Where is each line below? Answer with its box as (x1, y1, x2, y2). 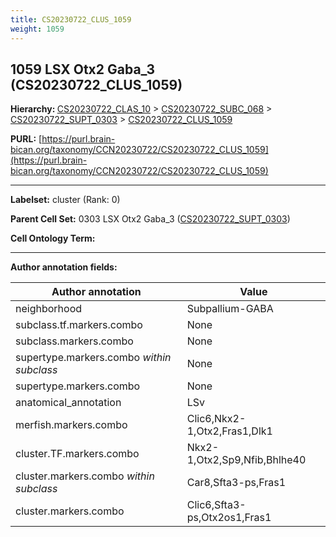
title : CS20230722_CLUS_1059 (10, 14, 132, 25)
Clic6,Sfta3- (186, 498, 247, 512)
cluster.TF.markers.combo (15, 447, 140, 461)
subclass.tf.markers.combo (15, 318, 143, 332)
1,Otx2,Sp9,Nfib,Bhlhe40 (186, 453, 307, 467)
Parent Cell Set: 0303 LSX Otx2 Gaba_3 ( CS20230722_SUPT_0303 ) (10, 213, 291, 225)
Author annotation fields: (10, 261, 118, 273)
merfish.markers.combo (15, 418, 128, 432)
